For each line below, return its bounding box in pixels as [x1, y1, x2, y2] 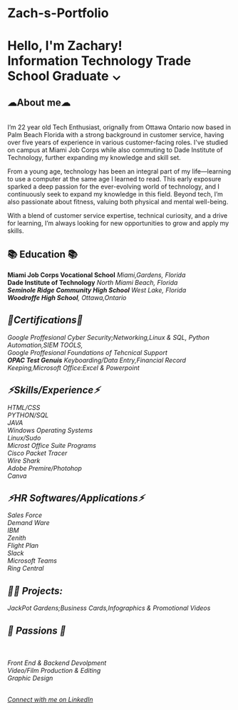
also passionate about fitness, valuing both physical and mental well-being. [7, 198, 229, 206]
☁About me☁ [7, 96, 71, 109]
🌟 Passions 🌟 [7, 624, 66, 636]
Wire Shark [7, 456, 41, 465]
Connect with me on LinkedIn [7, 695, 93, 704]
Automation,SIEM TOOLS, [7, 341, 83, 349]
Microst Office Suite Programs [7, 441, 96, 449]
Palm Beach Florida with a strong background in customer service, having [7, 131, 224, 139]
